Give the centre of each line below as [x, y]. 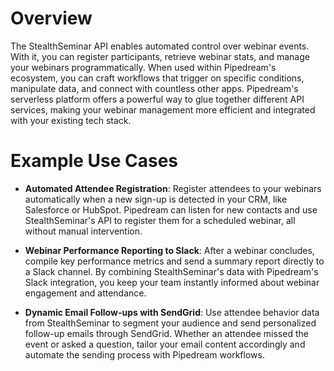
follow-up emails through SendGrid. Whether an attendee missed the [166, 333]
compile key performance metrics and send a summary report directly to [174, 261]
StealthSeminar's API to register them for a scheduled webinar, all [160, 220]
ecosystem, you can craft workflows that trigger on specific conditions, [157, 78]
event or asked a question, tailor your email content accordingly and [165, 344]
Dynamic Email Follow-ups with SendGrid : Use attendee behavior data [172, 312]
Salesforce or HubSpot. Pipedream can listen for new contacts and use [171, 209]
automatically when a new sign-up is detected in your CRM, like [156, 199]
